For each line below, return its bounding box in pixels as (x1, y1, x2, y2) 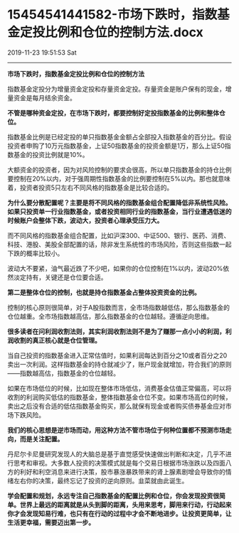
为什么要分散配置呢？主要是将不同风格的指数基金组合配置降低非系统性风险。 (7, 198, 232, 207)
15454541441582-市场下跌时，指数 (7, 6, 218, 23)
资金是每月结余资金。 (13, 93, 76, 102)
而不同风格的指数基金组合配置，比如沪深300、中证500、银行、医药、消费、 (7, 231, 230, 239)
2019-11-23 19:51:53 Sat (7, 48, 77, 57)
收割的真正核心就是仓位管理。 (13, 335, 101, 345)
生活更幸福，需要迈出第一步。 (7, 518, 95, 527)
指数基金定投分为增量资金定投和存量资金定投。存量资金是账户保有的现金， (7, 85, 225, 93)
